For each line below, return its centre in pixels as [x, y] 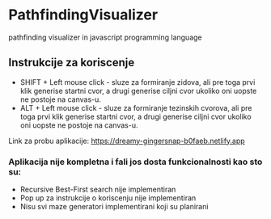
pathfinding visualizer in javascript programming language [105, 37]
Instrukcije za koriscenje [72, 63]
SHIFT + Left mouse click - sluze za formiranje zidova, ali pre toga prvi [138, 82]
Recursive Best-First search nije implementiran [98, 190]
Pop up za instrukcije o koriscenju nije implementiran [108, 198]
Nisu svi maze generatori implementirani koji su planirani [114, 207]
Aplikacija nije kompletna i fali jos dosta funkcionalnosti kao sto [135, 162]
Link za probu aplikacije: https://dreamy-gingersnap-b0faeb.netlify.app [127, 141]
